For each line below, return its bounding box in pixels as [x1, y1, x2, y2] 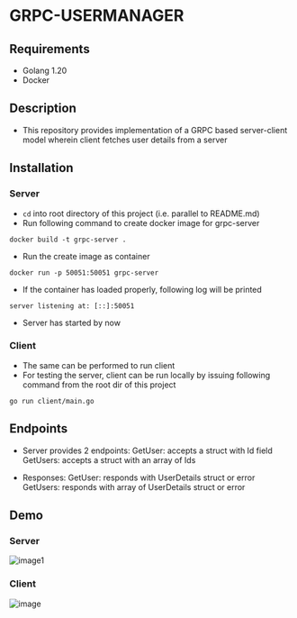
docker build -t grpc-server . [9, 235, 127, 244]
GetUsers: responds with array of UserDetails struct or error [22, 481, 246, 492]
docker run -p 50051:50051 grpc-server [9, 268, 159, 277]
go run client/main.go [9, 396, 94, 405]
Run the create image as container [22, 250, 150, 261]
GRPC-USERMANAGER [9, 5, 184, 26]
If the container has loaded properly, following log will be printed [22, 284, 263, 295]
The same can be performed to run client [22, 359, 175, 370]
